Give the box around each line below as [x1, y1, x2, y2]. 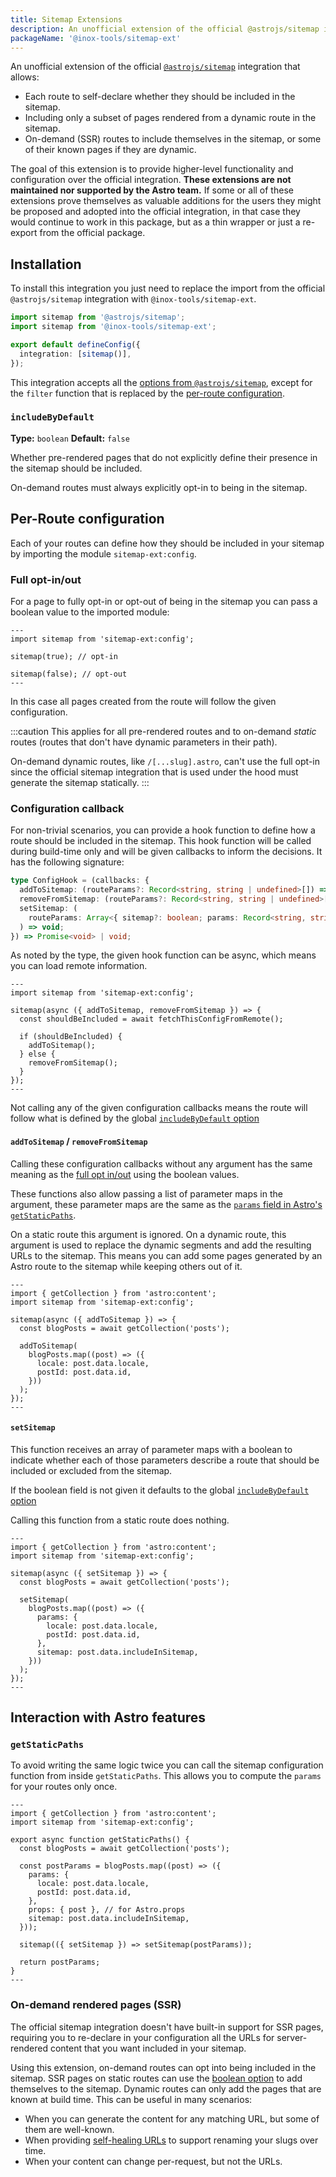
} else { [19, 1049, 56, 1060]
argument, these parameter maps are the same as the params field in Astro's [10, 1198, 323, 1210]
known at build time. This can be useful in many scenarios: [10, 2093, 253, 2105]
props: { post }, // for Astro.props [28, 1905, 186, 1915]
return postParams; [19, 1957, 101, 1968]
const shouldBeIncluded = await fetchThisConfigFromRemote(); [19, 1014, 284, 1025]
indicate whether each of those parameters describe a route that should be [10, 1454, 320, 1466]
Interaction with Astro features [10, 1709, 207, 1726]
